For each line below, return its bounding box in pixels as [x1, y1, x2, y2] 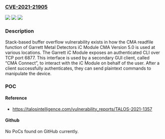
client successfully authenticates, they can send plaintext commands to [5, 65, 151, 71]
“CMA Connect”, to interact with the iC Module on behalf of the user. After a [5, 60, 160, 66]
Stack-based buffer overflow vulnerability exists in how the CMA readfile [5, 39, 154, 45]
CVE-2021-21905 [5, 3, 48, 10]
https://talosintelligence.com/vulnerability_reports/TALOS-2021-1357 [12, 106, 153, 112]
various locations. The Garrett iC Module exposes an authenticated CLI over [5, 49, 160, 55]
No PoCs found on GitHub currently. [5, 128, 79, 134]
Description [5, 28, 34, 35]
